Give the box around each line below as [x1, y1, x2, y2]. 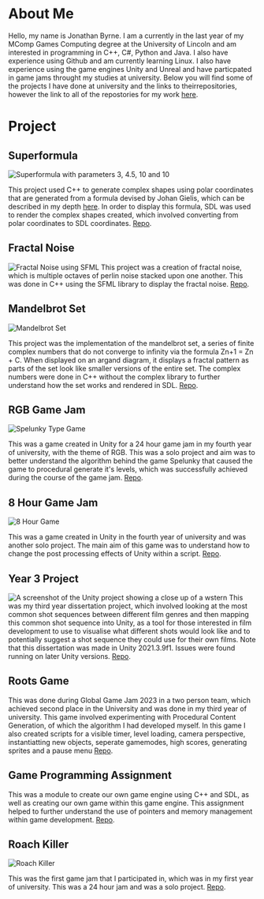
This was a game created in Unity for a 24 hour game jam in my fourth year [8, 439, 252, 449]
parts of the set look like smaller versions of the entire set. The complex [8, 363, 241, 373]
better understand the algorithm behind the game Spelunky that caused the [8, 456, 254, 466]
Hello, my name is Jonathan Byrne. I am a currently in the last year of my [8, 31, 244, 40]
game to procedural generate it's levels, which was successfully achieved [8, 465, 248, 474]
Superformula [8, 149, 79, 162]
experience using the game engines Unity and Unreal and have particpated [8, 64, 252, 73]
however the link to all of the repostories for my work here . [8, 89, 199, 99]
